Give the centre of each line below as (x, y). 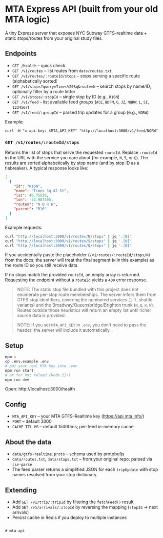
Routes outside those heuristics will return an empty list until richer (84, 310)
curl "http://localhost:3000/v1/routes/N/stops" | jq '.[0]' (69, 236)
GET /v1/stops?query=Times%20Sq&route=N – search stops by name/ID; (82, 86)
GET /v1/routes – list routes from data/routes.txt (62, 71)
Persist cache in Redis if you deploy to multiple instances (69, 517)
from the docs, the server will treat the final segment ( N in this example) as (80, 260)
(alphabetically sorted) (35, 81)
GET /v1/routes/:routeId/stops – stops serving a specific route (76, 76)
